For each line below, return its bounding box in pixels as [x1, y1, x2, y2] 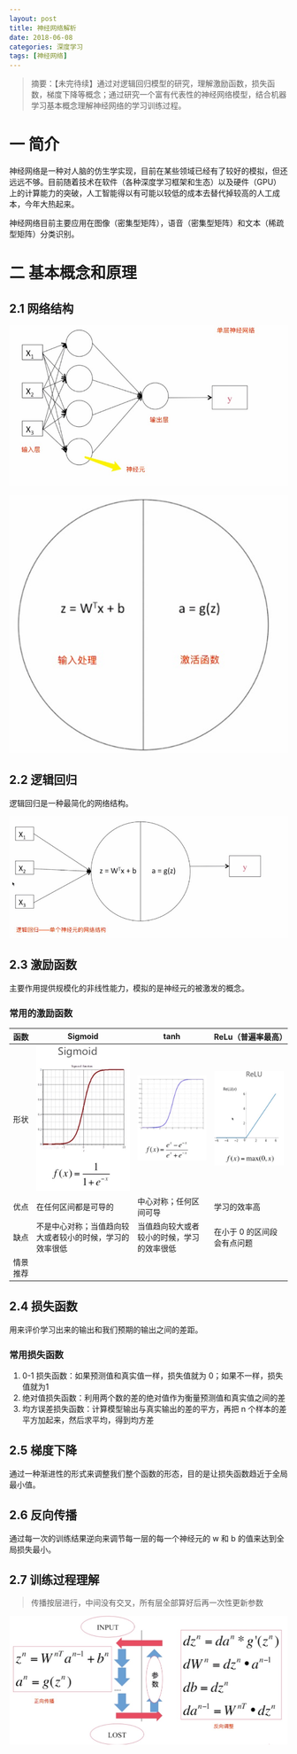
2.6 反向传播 [9, 1508, 78, 1523]
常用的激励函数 [9, 1006, 73, 1019]
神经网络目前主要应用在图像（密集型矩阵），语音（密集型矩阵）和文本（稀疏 [9, 218, 285, 229]
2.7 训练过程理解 [9, 1572, 100, 1587]
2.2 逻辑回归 [9, 772, 78, 788]
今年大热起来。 [24, 199, 80, 210]
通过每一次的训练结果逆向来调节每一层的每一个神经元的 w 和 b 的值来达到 [9, 1533, 277, 1543]
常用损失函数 [9, 1348, 65, 1361]
